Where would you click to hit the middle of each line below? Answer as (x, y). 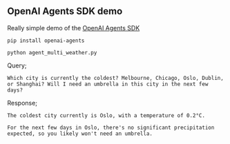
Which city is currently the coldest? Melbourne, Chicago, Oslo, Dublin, (116, 78)
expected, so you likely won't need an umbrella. (80, 134)
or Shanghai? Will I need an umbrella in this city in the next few (108, 84)
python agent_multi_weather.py (52, 52)
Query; (17, 65)
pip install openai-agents (46, 41)
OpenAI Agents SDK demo (65, 11)
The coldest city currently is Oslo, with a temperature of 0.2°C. (106, 115)
